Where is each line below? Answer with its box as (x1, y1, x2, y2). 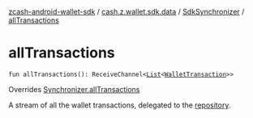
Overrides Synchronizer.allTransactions (8, 84, 140, 94)
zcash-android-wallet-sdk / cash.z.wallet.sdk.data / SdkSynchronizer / (8, 7, 245, 16)
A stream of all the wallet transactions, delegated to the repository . (8, 100, 231, 110)
